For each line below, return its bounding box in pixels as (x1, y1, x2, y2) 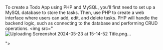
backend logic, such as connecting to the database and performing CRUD (5, 20, 158, 26)
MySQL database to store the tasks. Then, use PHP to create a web (5, 9, 144, 15)
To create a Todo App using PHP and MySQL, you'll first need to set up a (5, 4, 155, 10)
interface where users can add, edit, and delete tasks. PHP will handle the (5, 15, 158, 20)
